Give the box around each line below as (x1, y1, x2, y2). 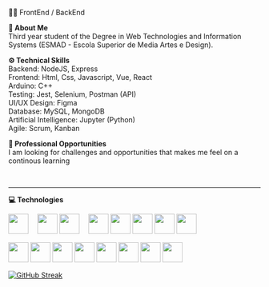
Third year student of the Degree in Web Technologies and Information (8, 32, 242, 41)
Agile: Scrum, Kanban (8, 124, 80, 133)
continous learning (8, 156, 70, 165)
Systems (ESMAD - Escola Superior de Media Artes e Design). (8, 40, 214, 50)
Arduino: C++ (8, 81, 54, 90)
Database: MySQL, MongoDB (8, 106, 106, 116)
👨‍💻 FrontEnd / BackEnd (8, 8, 86, 17)
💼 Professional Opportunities (8, 139, 106, 148)
